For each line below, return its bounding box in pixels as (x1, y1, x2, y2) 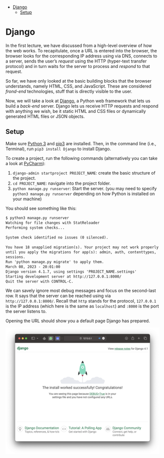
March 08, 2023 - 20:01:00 (5, 264, 61, 269)
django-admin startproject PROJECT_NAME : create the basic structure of (12, 170, 156, 175)
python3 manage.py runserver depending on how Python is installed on (12, 191, 155, 196)
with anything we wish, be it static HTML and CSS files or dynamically (5, 108, 146, 114)
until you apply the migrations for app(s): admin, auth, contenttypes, (5, 249, 157, 255)
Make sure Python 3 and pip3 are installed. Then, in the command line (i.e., (5, 140, 157, 146)
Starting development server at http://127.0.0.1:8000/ (5, 274, 122, 279)
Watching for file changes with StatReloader (5, 220, 100, 225)
